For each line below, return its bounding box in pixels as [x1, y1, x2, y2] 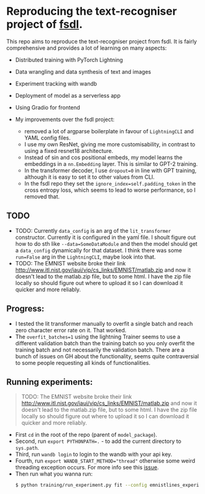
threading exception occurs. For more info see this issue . [15, 464, 159, 471]
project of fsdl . [6, 17, 83, 31]
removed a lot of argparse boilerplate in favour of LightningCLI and [24, 127, 194, 135]
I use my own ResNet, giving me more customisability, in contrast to [24, 140, 196, 148]
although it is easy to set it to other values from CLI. [24, 173, 155, 181]
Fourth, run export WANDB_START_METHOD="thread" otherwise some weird [15, 457, 196, 465]
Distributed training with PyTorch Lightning [15, 56, 124, 63]
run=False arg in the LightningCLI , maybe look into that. [15, 253, 156, 261]
